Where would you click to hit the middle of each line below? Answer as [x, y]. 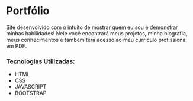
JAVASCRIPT [30, 87]
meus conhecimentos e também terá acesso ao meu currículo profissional [97, 40]
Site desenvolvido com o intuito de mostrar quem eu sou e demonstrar [92, 27]
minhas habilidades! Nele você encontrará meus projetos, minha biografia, [97, 33]
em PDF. [17, 46]
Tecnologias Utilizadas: [41, 61]
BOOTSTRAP [30, 93]
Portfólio [28, 11]
